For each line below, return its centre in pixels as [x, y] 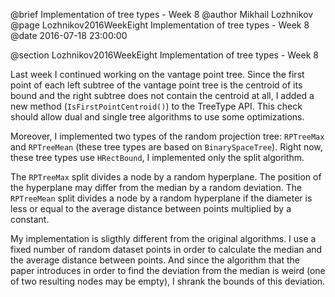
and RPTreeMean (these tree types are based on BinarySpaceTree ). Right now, [166, 147]
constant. [30, 219]
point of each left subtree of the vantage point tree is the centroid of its [156, 85]
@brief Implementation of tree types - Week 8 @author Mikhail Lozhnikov [162, 14]
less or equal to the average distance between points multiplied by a [151, 208]
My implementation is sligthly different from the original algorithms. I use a [163, 238]
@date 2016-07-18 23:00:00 [69, 35]
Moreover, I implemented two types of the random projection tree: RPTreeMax [167, 136]
